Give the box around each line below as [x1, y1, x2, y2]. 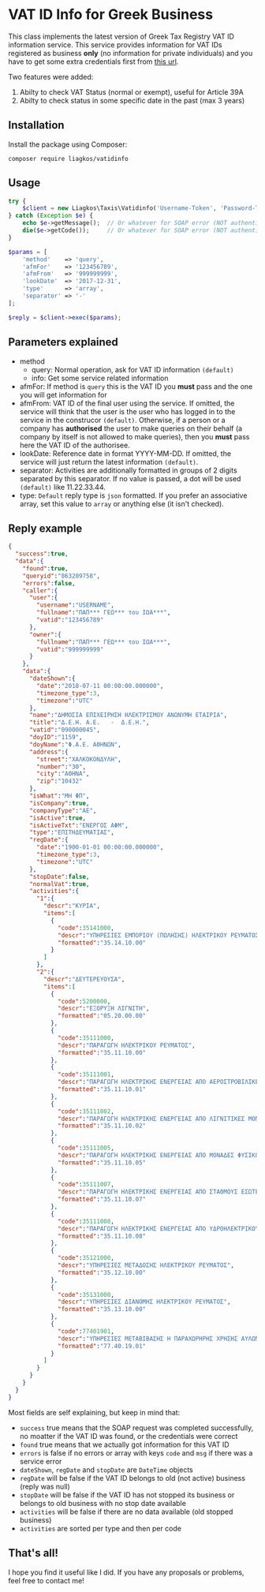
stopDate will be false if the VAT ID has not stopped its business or [19, 1489, 235, 1500]
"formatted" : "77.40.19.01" [58, 1342, 147, 1350]
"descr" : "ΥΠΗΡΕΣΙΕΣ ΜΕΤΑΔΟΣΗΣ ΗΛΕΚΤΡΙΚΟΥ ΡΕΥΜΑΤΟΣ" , [58, 1261, 235, 1269]
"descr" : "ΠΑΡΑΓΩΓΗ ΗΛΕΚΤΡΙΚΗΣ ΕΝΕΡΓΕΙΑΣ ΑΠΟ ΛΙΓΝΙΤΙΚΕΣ [58, 1115, 245, 1123]
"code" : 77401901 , [58, 1327, 114, 1335]
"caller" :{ [22, 586, 58, 595]
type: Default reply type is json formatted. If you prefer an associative [19, 491, 248, 500]
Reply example [8, 521, 83, 535]
